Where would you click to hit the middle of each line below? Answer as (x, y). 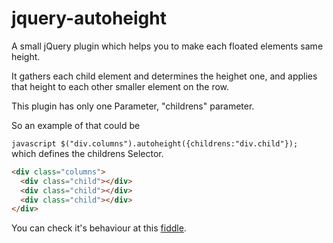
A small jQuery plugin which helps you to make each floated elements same (167, 46)
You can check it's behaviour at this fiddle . (99, 228)
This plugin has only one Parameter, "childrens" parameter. (133, 106)
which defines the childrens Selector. (87, 153)
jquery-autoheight (89, 18)
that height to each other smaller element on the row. (120, 86)
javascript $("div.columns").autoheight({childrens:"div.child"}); (155, 143)
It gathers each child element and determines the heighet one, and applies (164, 76)
